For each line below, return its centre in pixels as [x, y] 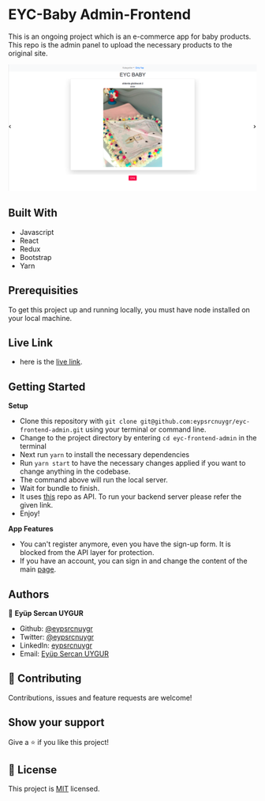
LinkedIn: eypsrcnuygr [56, 645]
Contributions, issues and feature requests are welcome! [100, 697]
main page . [38, 569]
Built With [33, 213]
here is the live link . [51, 362]
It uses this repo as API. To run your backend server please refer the [131, 497]
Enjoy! [30, 514]
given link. [36, 505]
